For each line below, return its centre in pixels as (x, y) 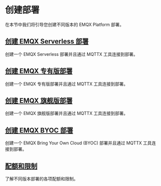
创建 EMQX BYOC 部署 (39, 130)
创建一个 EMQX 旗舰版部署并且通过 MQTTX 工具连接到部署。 (67, 114)
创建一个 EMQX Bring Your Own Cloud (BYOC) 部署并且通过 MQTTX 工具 (78, 143)
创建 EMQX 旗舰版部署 (39, 101)
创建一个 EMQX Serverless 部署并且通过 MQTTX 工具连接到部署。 (71, 54)
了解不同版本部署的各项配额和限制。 (42, 179)
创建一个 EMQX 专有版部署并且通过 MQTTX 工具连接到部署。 (67, 84)
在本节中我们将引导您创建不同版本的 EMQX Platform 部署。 (64, 24)
